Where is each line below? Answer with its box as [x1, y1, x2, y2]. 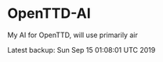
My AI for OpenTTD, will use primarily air [7, 30, 138, 40]
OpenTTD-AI [7, 5, 91, 22]
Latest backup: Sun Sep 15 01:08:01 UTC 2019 [7, 45, 156, 54]
